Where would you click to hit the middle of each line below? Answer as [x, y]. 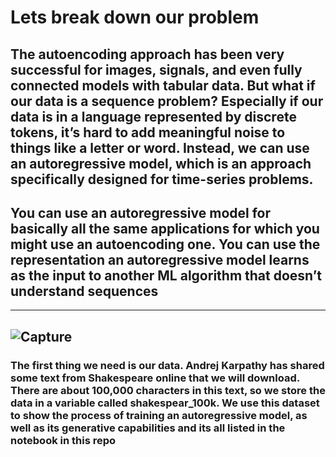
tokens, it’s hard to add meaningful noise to [148, 132]
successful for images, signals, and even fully [156, 69]
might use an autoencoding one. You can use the [165, 244]
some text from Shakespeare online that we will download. [155, 378]
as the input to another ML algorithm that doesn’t [166, 275]
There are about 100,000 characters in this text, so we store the [168, 390]
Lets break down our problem [135, 17]
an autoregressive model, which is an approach [161, 163]
